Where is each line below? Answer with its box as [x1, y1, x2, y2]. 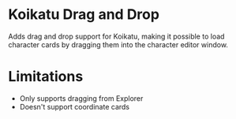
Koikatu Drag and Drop [8, 6, 160, 24]
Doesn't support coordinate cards [19, 102, 130, 111]
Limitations [8, 68, 84, 86]
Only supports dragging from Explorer [19, 93, 144, 103]
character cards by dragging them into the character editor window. [8, 39, 229, 49]
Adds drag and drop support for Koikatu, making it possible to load [8, 32, 225, 41]
